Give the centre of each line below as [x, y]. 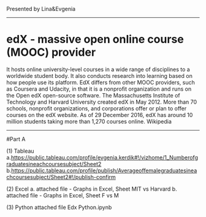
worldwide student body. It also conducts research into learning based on [100, 75]
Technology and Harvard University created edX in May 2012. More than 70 [102, 102]
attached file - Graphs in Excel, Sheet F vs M [63, 195]
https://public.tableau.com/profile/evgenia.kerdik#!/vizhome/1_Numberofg [104, 157]
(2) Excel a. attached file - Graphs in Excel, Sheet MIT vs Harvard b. [92, 189]
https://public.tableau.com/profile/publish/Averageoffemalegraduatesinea [104, 170]
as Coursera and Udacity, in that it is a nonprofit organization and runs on [99, 89]
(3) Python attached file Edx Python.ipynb [59, 207]
